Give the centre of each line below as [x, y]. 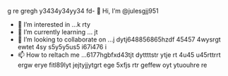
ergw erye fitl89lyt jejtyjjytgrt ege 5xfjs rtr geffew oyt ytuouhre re [112, 65]
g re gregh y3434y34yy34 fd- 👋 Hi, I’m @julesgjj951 [83, 11]
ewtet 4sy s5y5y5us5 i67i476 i [62, 47]
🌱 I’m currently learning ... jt [58, 32]
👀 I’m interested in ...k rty [54, 24]
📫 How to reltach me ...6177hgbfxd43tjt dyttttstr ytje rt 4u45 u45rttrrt [119, 55]
